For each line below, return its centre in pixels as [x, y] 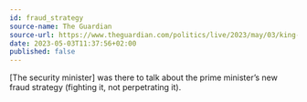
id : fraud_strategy [47, 18]
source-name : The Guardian [61, 26]
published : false [42, 52]
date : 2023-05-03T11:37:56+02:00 [73, 43]
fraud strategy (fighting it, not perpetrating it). [95, 87]
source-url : [32, 35]
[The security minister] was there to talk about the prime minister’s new [144, 77]
